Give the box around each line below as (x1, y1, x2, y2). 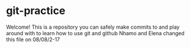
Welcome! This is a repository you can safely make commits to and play (6, 23, 180, 30)
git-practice (6, 4, 66, 18)
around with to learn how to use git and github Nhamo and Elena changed (6, 29, 185, 36)
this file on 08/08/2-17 (6, 36, 60, 43)
